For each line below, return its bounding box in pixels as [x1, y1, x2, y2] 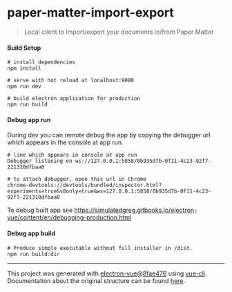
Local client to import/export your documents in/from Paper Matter [23, 28, 214, 36]
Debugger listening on [7, 157, 72, 165]
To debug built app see [7, 206, 73, 215]
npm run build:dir [7, 251, 60, 257]
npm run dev [7, 83, 41, 90]
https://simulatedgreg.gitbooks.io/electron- [74, 206, 197, 215]
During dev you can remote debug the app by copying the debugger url [7, 131, 211, 139]
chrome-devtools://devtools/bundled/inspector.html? [7, 182, 162, 189]
